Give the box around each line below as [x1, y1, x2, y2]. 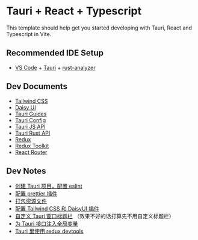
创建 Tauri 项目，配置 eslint [14, 182, 82, 190]
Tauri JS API [14, 123, 46, 130]
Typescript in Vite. [6, 30, 52, 37]
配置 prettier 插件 [14, 190, 58, 197]
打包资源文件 [14, 197, 47, 205]
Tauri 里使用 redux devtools [14, 227, 84, 235]
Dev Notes [6, 165, 46, 176]
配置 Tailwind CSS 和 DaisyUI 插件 [14, 205, 99, 212]
